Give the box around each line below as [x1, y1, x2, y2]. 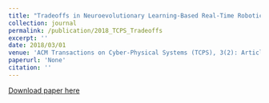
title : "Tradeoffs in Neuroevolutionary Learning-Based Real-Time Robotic [8, 11, 263, 20]
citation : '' [8, 64, 52, 72]
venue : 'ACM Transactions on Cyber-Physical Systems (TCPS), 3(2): [8, 49, 239, 57]
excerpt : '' [8, 34, 48, 42]
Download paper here [8, 85, 80, 95]
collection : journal [8, 19, 78, 27]
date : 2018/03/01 [8, 42, 66, 50]
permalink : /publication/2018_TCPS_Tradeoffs [8, 26, 163, 34]
